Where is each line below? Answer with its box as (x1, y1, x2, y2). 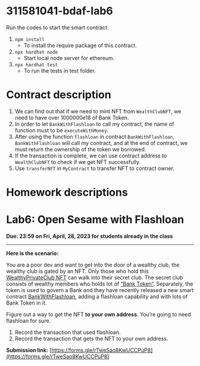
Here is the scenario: (6, 250, 59, 257)
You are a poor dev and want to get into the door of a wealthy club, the (6, 261, 180, 268)
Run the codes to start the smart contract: (6, 24, 109, 31)
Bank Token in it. (6, 299, 47, 306)
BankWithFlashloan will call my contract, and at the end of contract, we (14, 139, 188, 147)
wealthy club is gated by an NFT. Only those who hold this (6, 268, 149, 275)
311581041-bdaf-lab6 (6, 4, 113, 18)
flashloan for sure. (6, 317, 51, 324)
